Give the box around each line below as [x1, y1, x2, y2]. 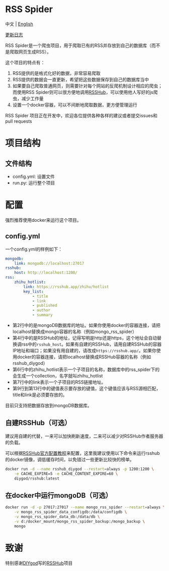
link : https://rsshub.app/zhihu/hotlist [23, 284, 109, 289]
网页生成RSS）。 [18, 49, 51, 55]
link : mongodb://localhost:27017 [14, 261, 84, 266]
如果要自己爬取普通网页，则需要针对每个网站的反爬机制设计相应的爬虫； [12, 82, 162, 89]
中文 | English [5, 21, 34, 27]
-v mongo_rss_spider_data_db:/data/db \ [14, 514, 100, 519]
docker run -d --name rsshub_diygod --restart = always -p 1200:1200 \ [5, 466, 154, 471]
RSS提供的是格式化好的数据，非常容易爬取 [12, 70, 101, 76]
